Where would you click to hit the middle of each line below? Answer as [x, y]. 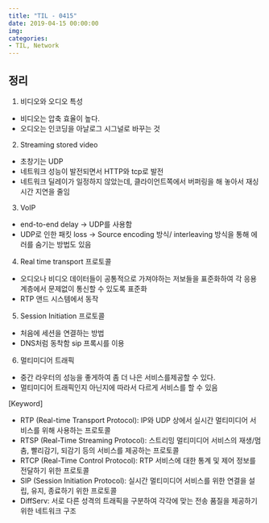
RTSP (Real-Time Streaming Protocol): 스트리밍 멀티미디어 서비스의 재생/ [137, 440]
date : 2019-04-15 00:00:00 [54, 23]
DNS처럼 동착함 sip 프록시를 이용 [72, 342]
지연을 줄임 [52, 191]
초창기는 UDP [41, 161]
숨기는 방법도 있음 [63, 244]
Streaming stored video [59, 144]
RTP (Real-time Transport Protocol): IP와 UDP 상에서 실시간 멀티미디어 [134, 420]
